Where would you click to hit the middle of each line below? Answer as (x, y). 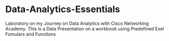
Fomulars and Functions (31, 34)
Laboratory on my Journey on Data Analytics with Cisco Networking (77, 23)
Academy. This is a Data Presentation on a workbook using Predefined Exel (85, 28)
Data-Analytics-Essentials (63, 9)
